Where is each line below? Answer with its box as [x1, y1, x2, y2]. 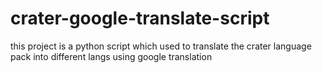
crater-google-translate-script [10, 7, 270, 30]
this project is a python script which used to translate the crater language [10, 40, 312, 52]
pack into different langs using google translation [10, 50, 213, 62]
